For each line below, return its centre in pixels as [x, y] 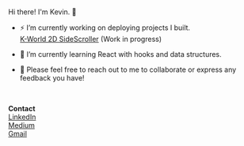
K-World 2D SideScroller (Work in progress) [91, 39]
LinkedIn [22, 117]
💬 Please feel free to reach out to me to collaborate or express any [128, 69]
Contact [22, 108]
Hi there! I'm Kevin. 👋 [42, 12]
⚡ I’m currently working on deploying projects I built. [105, 28]
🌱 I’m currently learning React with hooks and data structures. [120, 54]
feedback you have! [52, 77]
